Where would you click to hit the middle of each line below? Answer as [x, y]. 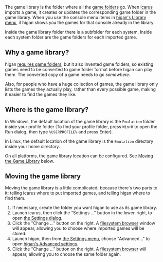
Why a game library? [37, 52]
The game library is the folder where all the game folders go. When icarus [79, 7]
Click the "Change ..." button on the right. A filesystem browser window [84, 223]
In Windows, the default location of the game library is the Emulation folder [80, 121]
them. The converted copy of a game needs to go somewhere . [68, 75]
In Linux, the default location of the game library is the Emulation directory [79, 141]
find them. [15, 198]
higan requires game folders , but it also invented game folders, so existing [79, 64]
